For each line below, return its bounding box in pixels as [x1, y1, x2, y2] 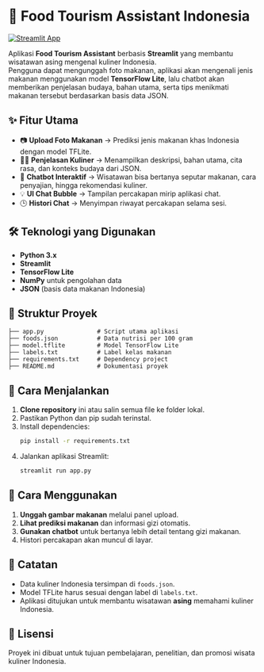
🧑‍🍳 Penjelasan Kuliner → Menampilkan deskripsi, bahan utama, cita [19, 155, 243, 165]
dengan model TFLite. [19, 147, 92, 156]
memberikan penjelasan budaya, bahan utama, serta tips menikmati [8, 82, 229, 92]
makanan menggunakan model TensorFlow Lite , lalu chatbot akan [8, 74, 224, 83]
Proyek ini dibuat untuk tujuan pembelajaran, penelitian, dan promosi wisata [8, 648, 255, 658]
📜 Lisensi [8, 627, 54, 640]
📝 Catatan [8, 558, 58, 571]
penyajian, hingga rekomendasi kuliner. [19, 180, 148, 189]
